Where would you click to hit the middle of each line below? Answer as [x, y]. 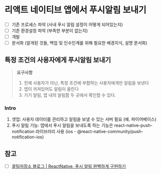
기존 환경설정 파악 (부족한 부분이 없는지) [50, 31]
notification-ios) [28, 137]
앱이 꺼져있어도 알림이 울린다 [51, 89]
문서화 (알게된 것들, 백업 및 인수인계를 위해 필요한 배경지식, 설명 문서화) [79, 43]
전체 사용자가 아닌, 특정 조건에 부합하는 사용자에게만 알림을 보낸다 [86, 83]
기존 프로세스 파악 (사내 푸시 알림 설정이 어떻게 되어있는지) [67, 24]
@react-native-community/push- [110, 131]
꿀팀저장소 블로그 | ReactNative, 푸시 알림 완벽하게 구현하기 [69, 166]
